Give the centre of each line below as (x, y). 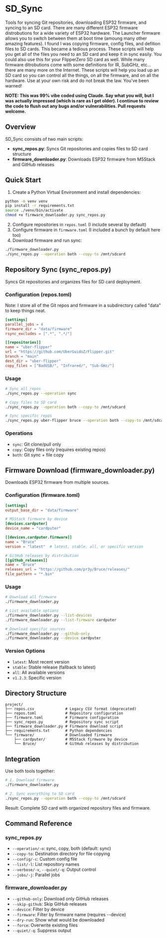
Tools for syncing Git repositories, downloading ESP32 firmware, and (76, 22)
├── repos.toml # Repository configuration (64, 713)
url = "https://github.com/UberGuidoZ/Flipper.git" (60, 352)
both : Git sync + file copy (38, 455)
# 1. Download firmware (30, 780)
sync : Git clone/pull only (37, 444)
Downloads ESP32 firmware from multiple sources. (57, 482)
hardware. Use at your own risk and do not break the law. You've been (77, 81)
